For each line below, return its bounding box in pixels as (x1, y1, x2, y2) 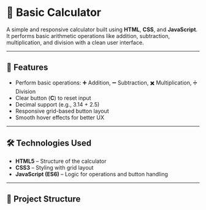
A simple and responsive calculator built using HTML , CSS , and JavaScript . (6, 26, 198, 33)
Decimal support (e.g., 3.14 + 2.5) (15, 100, 100, 108)
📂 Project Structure (6, 193, 81, 204)
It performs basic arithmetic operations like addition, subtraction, (6, 32, 170, 39)
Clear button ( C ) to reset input (15, 94, 91, 102)
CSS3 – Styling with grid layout (15, 163, 94, 171)
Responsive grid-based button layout (15, 107, 109, 114)
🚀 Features (6, 62, 48, 73)
